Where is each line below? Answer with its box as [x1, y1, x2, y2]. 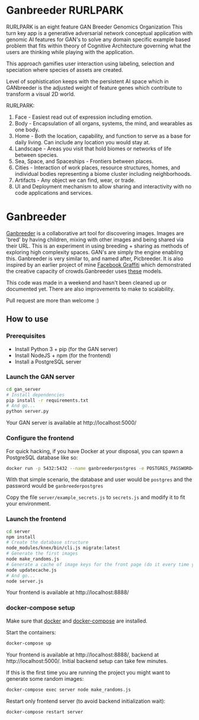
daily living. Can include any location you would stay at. [14, 138, 150, 146]
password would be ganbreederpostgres [6, 482, 104, 490]
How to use [6, 314, 49, 324]
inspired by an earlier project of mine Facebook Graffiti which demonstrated [6, 261, 191, 268]
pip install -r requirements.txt [6, 397, 89, 403]
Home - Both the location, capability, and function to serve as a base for [14, 132, 191, 140]
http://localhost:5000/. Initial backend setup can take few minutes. [6, 657, 168, 664]
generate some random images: [6, 675, 84, 682]
